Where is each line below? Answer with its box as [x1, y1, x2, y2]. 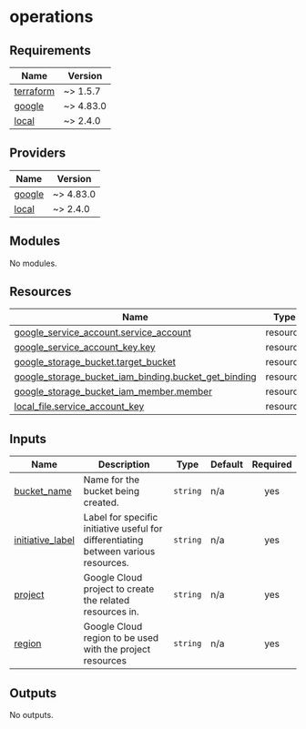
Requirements [9, 43, 91, 58]
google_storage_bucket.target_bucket [14, 356, 176, 369]
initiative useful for [83, 522, 163, 535]
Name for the [83, 473, 140, 486]
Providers [9, 146, 66, 161]
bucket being [83, 485, 140, 498]
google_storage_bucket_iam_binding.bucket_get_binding [14, 370, 257, 383]
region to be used [83, 632, 159, 644]
